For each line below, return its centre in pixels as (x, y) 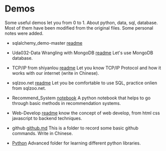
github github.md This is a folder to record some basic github (75, 128)
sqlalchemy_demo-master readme (47, 43)
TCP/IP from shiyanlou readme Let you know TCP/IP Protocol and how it (87, 68)
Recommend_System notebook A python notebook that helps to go (81, 98)
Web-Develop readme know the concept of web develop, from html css (86, 113)
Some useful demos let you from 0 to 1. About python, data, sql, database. (81, 23)
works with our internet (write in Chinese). (55, 73)
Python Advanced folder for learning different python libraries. (76, 143)
